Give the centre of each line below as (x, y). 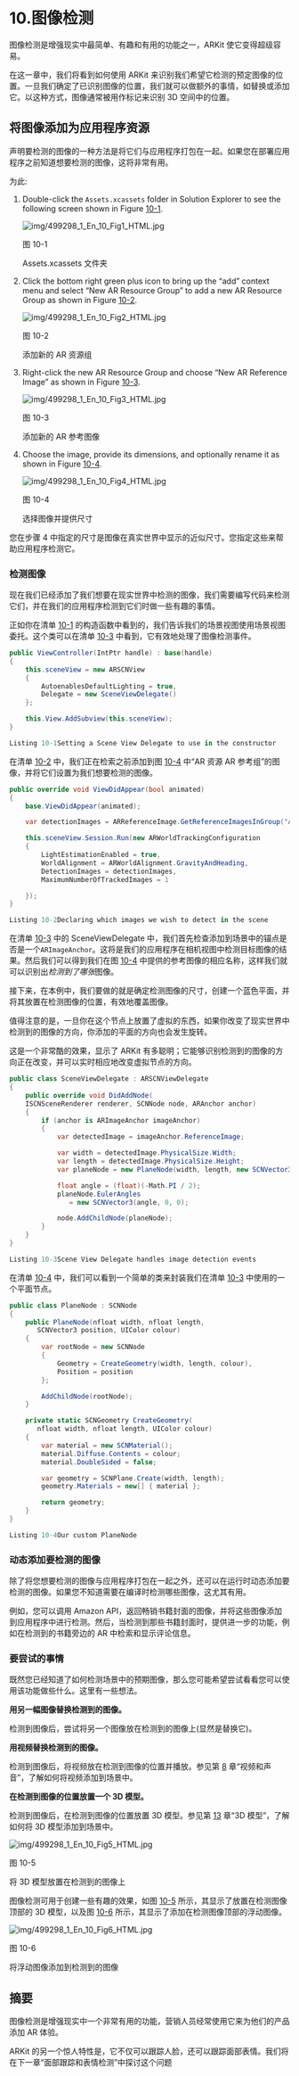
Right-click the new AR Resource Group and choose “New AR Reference (154, 372)
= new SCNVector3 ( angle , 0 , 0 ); (129, 1202)
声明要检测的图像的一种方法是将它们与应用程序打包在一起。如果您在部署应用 (149, 151)
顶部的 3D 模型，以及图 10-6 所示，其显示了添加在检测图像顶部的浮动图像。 (148, 1912)
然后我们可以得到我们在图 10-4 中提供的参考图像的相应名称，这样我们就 (156, 960)
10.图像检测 (52, 18)
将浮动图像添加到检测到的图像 (64, 1967)
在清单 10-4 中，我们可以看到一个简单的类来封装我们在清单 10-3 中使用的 (143, 1277)
